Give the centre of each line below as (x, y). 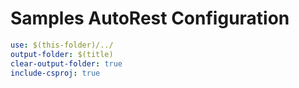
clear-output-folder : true (66, 63)
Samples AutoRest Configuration (150, 18)
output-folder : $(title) (62, 54)
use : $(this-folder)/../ (62, 45)
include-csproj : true (55, 73)
